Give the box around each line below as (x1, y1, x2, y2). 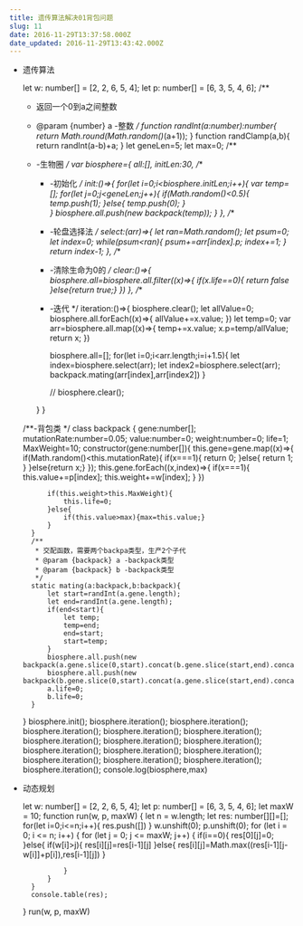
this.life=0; (62, 497, 113, 507)
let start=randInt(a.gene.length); (46, 589, 181, 598)
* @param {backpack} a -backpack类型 (34, 556, 175, 566)
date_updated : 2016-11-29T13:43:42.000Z (9, 38, 165, 48)
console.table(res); (31, 891, 109, 900)
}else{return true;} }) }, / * (49, 284, 143, 295)
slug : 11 (9, 22, 43, 31)
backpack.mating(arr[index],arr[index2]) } (49, 369, 206, 380)
